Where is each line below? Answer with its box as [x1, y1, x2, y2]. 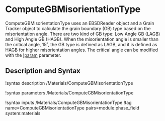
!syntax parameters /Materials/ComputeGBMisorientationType [5, 89, 134, 96]
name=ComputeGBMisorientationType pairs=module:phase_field [5, 104, 140, 111]
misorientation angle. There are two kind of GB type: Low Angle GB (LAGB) [5, 31, 160, 37]
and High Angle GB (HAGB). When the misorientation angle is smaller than [5, 36, 158, 42]
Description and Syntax [5, 67, 80, 75]
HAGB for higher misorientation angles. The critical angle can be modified [5, 47, 158, 53]
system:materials [5, 110, 41, 116]
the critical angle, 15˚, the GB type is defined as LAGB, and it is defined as [5, 41, 157, 47]
